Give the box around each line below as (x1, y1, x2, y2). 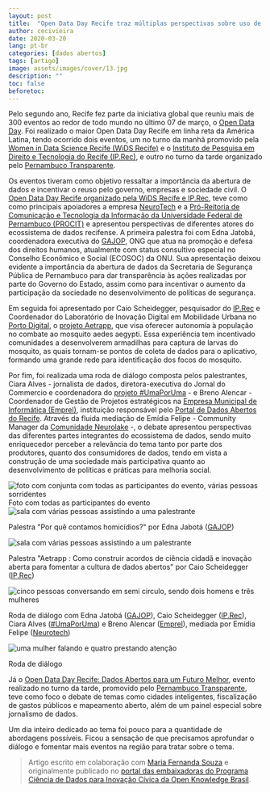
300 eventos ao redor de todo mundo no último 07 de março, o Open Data (8, 118, 255, 128)
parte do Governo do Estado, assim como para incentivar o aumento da (8, 280, 246, 289)
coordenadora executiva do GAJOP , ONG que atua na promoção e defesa (8, 236, 253, 246)
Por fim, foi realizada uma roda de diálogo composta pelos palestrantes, (8, 371, 247, 381)
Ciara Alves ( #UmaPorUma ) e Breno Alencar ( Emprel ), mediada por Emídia (8, 619, 255, 629)
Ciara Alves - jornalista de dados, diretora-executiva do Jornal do (8, 379, 226, 389)
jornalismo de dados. (8, 709, 78, 719)
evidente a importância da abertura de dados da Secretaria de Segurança (8, 262, 253, 272)
